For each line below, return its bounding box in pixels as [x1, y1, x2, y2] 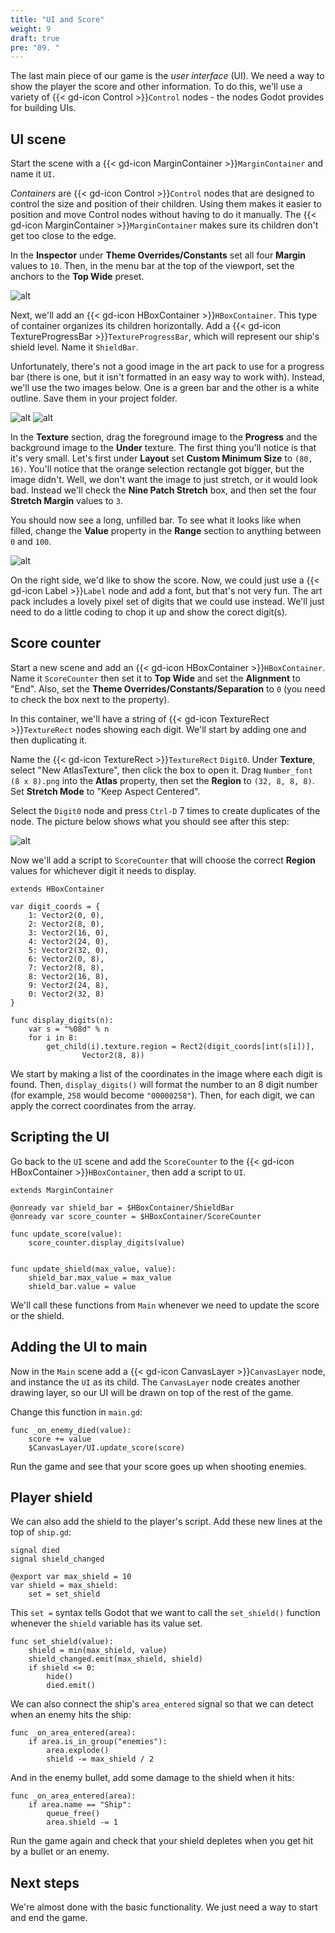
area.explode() [46, 1746, 110, 1756]
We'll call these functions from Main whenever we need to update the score [10, 1299, 320, 1311]
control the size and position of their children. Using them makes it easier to [10, 198, 322, 210]
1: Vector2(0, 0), [28, 910, 105, 920]
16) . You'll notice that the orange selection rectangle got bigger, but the [10, 463, 305, 475]
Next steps [10, 1874, 80, 1891]
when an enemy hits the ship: [10, 1709, 132, 1721]
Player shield [10, 1489, 93, 1506]
